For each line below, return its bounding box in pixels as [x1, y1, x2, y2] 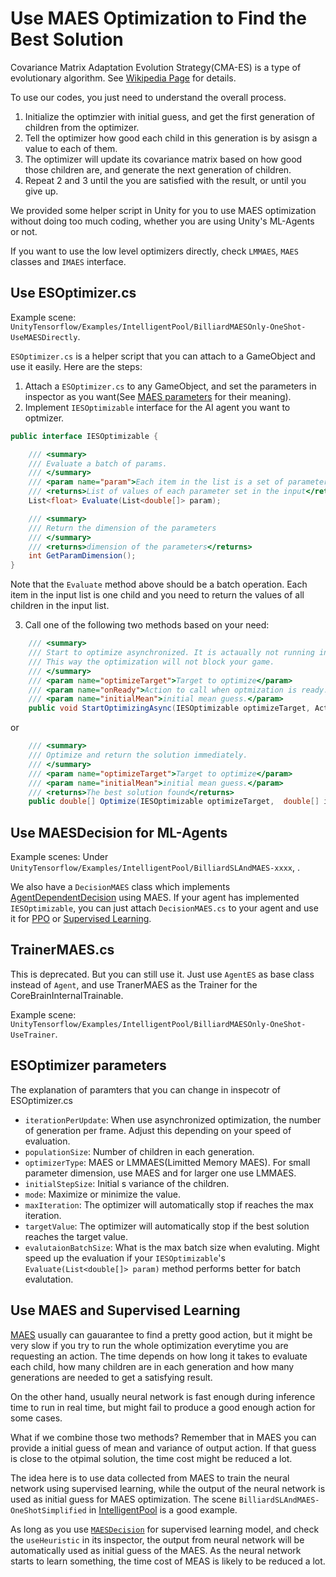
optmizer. [24, 412, 65, 424]
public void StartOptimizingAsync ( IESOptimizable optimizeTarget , [28, 703, 311, 714]
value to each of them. [24, 142, 118, 154]
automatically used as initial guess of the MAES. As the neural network [10, 1544, 302, 1556]
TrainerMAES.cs [10, 942, 115, 959]
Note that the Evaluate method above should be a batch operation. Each [10, 578, 308, 591]
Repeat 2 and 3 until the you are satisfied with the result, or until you [24, 174, 307, 186]
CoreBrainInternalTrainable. [10, 989, 124, 1001]
